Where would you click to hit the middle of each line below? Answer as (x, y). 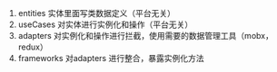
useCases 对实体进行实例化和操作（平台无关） (105, 24)
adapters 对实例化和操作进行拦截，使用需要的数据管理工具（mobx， (146, 36)
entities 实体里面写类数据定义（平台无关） (96, 13)
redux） (33, 47)
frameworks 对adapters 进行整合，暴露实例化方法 (111, 58)
